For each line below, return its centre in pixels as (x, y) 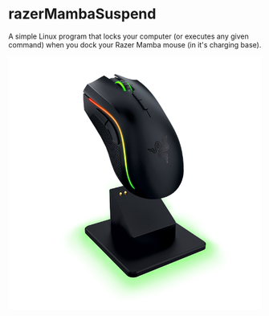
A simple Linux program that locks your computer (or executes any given (128, 36)
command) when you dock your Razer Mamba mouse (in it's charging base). (135, 44)
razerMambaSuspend (82, 14)
